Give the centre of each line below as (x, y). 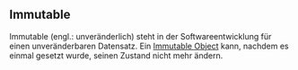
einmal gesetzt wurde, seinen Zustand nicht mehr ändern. (116, 55)
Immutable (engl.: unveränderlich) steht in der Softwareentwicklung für (140, 36)
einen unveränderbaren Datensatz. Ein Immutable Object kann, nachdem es (149, 46)
